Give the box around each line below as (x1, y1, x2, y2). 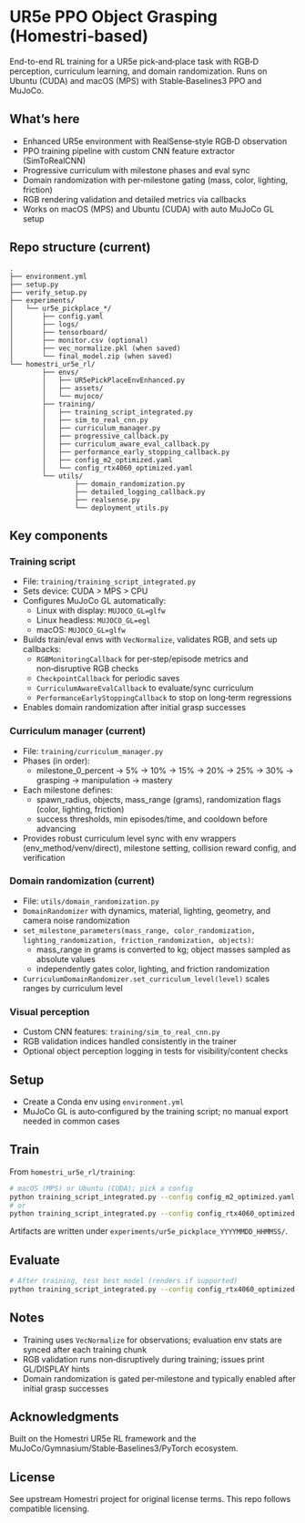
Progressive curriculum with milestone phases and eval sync (22, 164, 250, 175)
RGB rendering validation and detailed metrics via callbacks (22, 193, 247, 204)
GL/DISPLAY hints (22, 1363, 90, 1374)
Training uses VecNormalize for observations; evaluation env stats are (22, 1334, 282, 1345)
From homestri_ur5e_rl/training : (9, 1166, 136, 1177)
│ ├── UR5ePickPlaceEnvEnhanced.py (42, 376, 185, 385)
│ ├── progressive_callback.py (42, 431, 169, 440)
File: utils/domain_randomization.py (22, 896, 159, 907)
